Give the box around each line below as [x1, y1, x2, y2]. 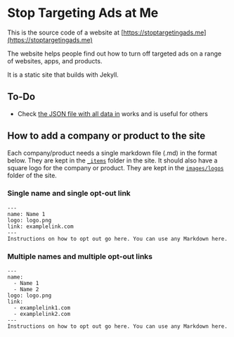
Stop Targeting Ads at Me [7, 5, 159, 21]
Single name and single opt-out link [7, 189, 131, 198]
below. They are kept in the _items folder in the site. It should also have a [7, 156, 218, 165]
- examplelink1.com [13, 305, 71, 312]
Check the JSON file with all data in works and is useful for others [17, 109, 209, 117]
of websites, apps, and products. [7, 56, 103, 65]
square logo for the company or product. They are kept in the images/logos [7, 163, 224, 172]
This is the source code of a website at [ [7, 28, 124, 37]
